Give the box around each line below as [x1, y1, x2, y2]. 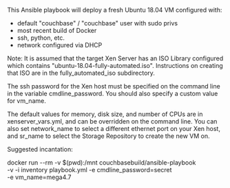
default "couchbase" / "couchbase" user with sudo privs [17, 19, 178, 27]
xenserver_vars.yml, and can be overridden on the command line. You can [7, 117, 218, 126]
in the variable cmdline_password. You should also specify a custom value [7, 89, 218, 97]
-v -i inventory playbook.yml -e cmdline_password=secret [7, 166, 172, 174]
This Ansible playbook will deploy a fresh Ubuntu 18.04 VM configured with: [7, 6, 222, 14]
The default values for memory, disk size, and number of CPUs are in [7, 110, 203, 118]
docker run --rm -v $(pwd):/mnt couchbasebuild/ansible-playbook [7, 158, 196, 167]
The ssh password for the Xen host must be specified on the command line [7, 82, 220, 90]
